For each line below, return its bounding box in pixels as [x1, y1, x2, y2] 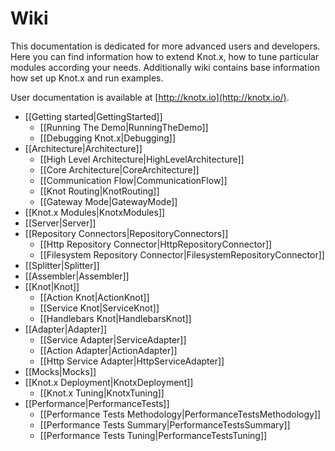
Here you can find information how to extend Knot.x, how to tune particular [10, 50, 320, 62]
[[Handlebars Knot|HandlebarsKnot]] [39, 312, 192, 324]
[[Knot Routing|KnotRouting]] [39, 185, 160, 197]
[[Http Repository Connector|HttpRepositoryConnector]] [39, 238, 273, 250]
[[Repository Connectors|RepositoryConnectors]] [24, 227, 229, 239]
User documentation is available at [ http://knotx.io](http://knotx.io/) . [10, 91, 290, 103]
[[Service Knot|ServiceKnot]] [39, 302, 160, 314]
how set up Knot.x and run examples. [10, 72, 164, 84]
